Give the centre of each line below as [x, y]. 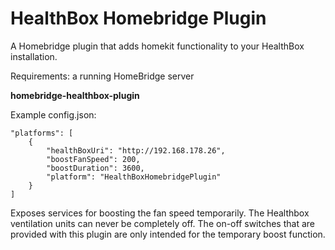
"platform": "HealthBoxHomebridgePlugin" [134, 177]
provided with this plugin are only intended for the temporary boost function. [168, 234]
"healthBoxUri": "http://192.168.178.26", [136, 150]
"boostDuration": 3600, [95, 168]
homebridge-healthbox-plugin [75, 95]
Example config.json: [53, 114]
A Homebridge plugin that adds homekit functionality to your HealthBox [157, 46]
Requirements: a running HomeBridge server [102, 76]
